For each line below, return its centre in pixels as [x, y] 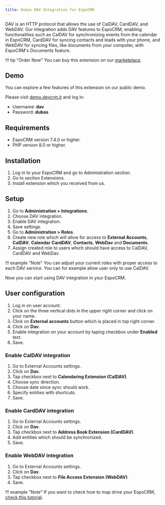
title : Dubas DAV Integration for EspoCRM [50, 10]
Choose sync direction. [36, 382]
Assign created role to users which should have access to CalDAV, [80, 248]
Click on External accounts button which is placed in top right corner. [84, 321]
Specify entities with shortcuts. [44, 392]
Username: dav [28, 107]
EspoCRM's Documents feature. [38, 50]
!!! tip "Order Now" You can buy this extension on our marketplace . [74, 60]
